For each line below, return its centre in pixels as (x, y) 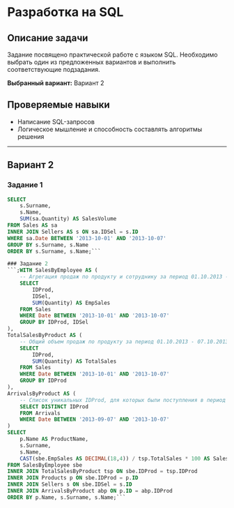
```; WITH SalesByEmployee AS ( (53, 270)
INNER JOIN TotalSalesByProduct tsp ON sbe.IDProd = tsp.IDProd (102, 472)
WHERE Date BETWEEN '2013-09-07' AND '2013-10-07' (95, 419)
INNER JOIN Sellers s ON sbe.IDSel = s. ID (70, 485)
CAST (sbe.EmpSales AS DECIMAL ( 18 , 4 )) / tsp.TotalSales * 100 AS (115, 458)
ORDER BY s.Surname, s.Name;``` (54, 251)
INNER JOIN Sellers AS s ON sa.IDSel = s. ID (73, 232)
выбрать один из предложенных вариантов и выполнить (92, 62)
